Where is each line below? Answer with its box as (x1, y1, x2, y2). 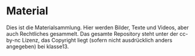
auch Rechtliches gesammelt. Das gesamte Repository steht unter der (6, 30, 178, 37)
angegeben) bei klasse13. (6, 43, 69, 50)
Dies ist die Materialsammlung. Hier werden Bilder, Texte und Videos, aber (6, 24, 190, 31)
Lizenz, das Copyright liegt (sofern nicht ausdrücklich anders (22, 36, 172, 43)
